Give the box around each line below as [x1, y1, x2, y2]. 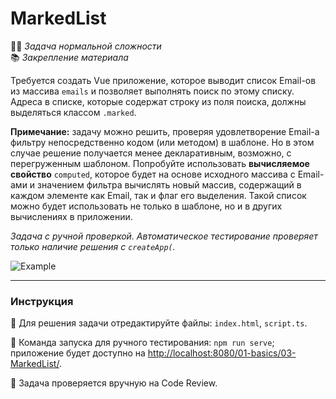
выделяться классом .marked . [10, 106, 137, 118]
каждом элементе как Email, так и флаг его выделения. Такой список [10, 189, 307, 201]
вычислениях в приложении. [10, 210, 133, 222]
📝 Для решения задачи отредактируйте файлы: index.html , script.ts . [10, 317, 308, 329]
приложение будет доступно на [10, 347, 146, 359]
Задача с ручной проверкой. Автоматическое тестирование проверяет [10, 230, 318, 242]
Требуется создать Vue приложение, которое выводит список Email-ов [10, 74, 317, 86]
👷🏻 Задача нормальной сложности [10, 40, 162, 52]
